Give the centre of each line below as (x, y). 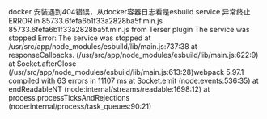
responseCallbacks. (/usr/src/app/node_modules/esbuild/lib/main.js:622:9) (133, 55)
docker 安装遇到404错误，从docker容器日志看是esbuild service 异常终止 (129, 12)
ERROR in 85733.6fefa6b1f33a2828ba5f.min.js (86, 21)
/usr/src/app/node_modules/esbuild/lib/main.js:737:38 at (103, 46)
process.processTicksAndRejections (69, 98)
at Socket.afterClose (42, 64)
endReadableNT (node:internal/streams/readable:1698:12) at (109, 89)
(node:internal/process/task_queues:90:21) (80, 106)
